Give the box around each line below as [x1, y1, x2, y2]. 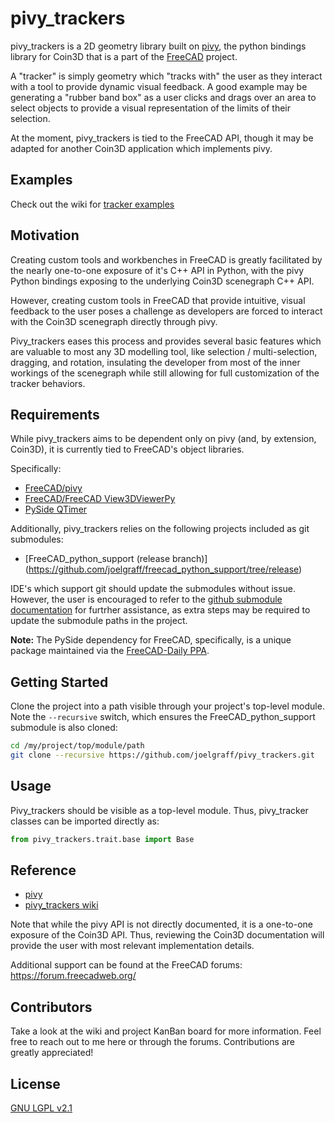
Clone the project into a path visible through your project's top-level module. [10, 700, 325, 712]
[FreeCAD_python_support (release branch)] [24, 553, 208, 565]
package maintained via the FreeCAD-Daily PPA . [10, 645, 210, 657]
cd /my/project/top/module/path [10, 741, 145, 751]
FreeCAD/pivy [24, 482, 83, 494]
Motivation [10, 227, 80, 244]
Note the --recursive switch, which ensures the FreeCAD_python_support [10, 711, 316, 723]
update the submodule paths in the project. [10, 615, 188, 627]
